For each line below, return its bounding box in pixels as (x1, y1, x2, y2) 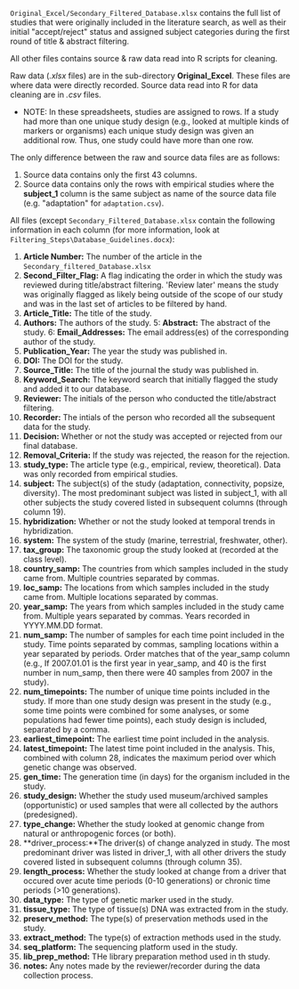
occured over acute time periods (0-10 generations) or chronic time (22, 876, 271, 886)
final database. (22, 441, 78, 450)
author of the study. (22, 336, 96, 346)
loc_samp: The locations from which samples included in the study (22, 582, 270, 593)
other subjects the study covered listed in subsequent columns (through (22, 498, 288, 507)
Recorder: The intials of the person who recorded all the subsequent (22, 412, 276, 422)
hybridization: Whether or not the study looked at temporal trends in (22, 516, 276, 526)
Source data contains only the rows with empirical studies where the (22, 179, 275, 190)
